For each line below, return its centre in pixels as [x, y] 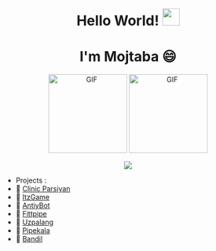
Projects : [31, 180]
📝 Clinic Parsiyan [43, 189]
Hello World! [118, 21]
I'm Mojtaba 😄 [128, 57]
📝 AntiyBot [33, 205]
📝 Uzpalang [34, 222]
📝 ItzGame [32, 197]
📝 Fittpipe [31, 214]
